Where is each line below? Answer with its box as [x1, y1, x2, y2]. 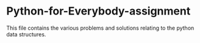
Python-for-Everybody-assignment [6, 4, 191, 18]
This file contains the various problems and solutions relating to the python [6, 24, 195, 31]
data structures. [6, 30, 46, 38]
